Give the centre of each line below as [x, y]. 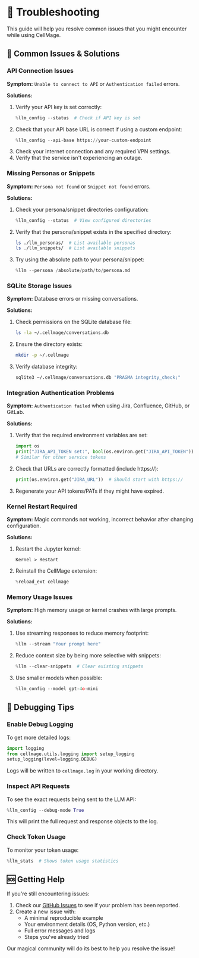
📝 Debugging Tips [40, 707]
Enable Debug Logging [40, 724]
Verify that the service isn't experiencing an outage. [79, 158]
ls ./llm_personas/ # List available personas [75, 243]
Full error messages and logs [60, 931]
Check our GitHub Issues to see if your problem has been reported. [98, 906]
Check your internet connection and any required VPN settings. [93, 152]
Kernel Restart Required [42, 506]
